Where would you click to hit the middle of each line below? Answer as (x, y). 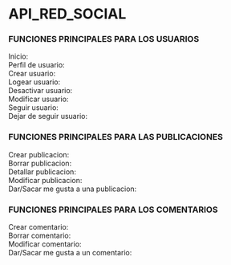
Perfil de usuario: (37, 65)
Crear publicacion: (39, 154)
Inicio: (18, 56)
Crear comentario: (38, 227)
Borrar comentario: (40, 236)
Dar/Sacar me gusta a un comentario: (70, 253)
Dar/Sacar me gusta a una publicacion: (73, 189)
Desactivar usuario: (41, 91)
